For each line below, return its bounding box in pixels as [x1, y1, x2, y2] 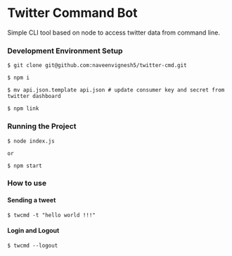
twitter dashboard [7, 93, 61, 100]
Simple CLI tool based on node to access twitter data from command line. [7, 28, 220, 37]
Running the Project [7, 121, 77, 131]
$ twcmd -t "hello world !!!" [7, 212, 96, 219]
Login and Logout [7, 226, 60, 235]
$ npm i [7, 74, 30, 82]
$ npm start [7, 162, 42, 169]
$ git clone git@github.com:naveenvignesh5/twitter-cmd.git [7, 62, 188, 69]
